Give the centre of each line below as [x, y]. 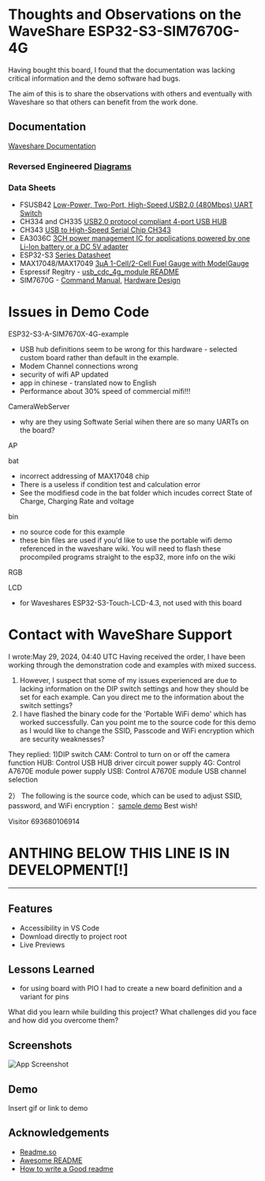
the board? [37, 430]
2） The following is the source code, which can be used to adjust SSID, [125, 796]
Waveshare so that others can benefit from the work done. [103, 102]
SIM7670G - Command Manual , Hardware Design [100, 280]
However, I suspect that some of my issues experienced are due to [128, 680]
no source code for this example [72, 531]
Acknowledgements [59, 1133]
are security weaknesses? [62, 739]
